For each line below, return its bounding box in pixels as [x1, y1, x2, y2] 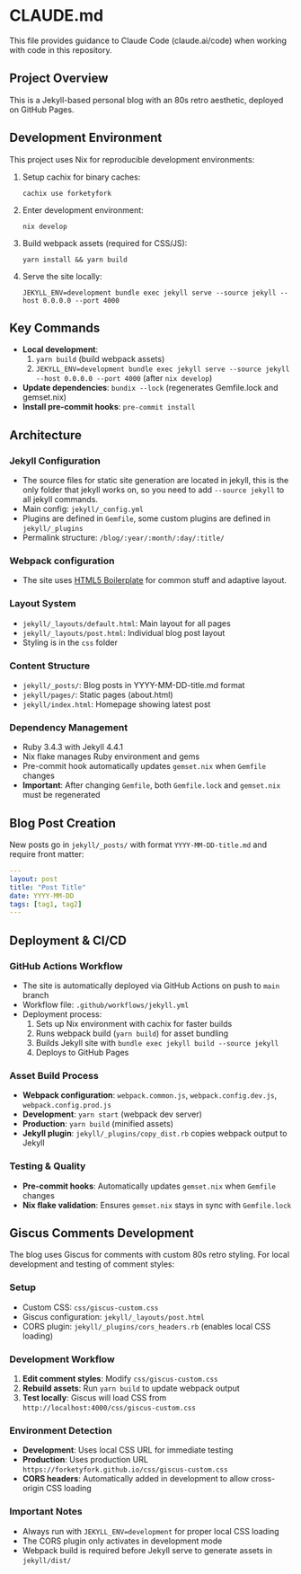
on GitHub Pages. [9, 104, 75, 115]
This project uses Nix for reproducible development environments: [9, 154, 255, 164]
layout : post [9, 874, 58, 883]
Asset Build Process [9, 1069, 99, 1082]
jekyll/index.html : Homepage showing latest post [22, 698, 211, 710]
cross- [251, 1473, 276, 1484]
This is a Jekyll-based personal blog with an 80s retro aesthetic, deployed [9, 94, 284, 105]
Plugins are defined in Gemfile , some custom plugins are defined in [22, 513, 271, 524]
